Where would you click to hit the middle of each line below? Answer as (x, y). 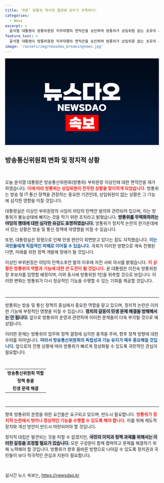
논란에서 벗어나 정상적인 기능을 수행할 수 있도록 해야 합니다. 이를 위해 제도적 (85, 420)
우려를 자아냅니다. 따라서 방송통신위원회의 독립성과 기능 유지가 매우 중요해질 (77, 340)
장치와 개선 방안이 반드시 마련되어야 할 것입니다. (51, 426)
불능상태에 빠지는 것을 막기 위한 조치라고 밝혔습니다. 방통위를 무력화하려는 (88, 217)
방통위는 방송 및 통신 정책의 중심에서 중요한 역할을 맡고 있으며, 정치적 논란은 (77, 305)
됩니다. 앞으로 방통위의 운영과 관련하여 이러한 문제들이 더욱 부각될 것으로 (84, 318)
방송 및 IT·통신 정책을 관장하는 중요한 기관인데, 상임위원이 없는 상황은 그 (78, 195)
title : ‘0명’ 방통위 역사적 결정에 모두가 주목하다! (51, 10)
